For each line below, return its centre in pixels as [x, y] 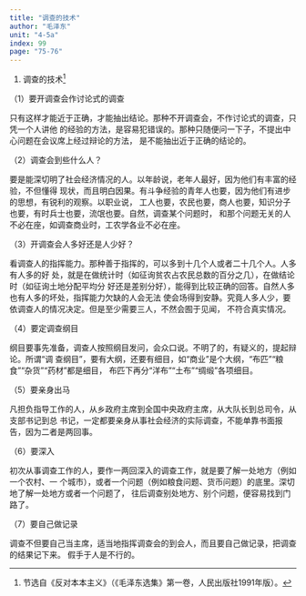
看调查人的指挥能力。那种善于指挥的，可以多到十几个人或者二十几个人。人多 [153, 263]
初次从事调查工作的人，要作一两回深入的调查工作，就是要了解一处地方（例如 [153, 470]
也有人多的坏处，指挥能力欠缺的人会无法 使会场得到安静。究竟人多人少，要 [150, 298]
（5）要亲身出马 [40, 389]
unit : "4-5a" [34, 35]
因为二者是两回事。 [61, 431]
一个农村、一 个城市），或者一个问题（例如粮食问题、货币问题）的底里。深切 [152, 481]
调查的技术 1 [44, 78]
